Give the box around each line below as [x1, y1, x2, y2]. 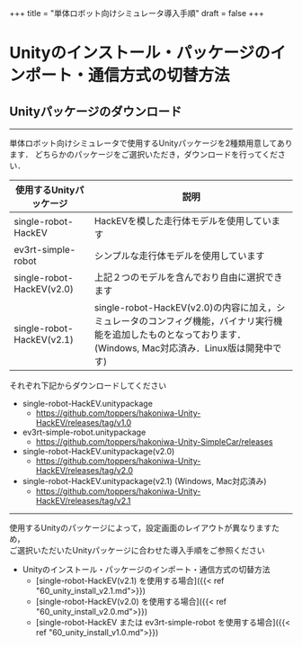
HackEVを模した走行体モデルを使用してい [93, 215, 272, 227]
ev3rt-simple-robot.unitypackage [22, 427, 147, 437]
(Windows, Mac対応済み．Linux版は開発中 [93, 342, 273, 354]
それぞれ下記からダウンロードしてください [9, 381, 167, 391]
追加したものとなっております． [111, 328, 246, 340]
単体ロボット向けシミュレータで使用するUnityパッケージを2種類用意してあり [9, 138, 293, 148]
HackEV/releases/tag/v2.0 [35, 465, 133, 475]
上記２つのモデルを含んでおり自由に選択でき [93, 271, 283, 283]
